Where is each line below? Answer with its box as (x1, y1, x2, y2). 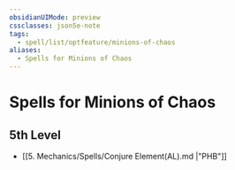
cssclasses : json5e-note (9, 21, 101, 30)
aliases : (9, 46, 42, 55)
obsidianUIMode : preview (9, 12, 101, 22)
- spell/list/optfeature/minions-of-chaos (17, 37, 176, 47)
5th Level (9, 127, 62, 143)
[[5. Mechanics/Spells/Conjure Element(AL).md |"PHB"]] (21, 151, 227, 161)
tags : (9, 29, 29, 38)
